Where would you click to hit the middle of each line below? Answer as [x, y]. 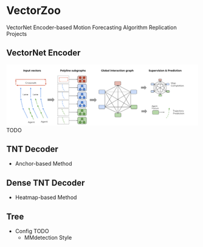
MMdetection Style [48, 238]
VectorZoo [33, 11]
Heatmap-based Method [46, 197]
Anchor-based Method [43, 164]
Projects [17, 33]
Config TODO [32, 231]
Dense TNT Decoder [46, 183]
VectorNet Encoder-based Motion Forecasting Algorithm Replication [92, 27]
